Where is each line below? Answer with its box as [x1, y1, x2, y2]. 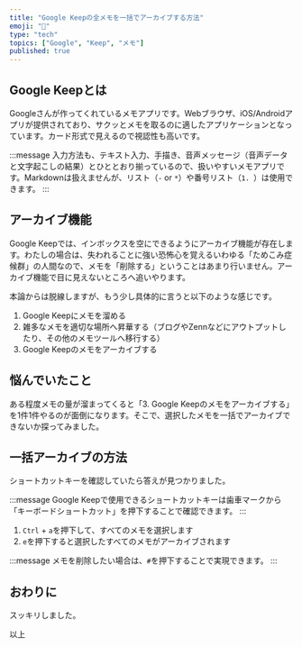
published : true [9, 47, 70, 56]
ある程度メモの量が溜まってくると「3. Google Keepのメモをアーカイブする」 [9, 398, 290, 409]
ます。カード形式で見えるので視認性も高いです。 [24, 130, 206, 141]
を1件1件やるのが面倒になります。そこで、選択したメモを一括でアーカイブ [9, 409, 283, 420]
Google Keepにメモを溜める [22, 310, 126, 321]
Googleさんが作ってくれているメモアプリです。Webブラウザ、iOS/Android [9, 107, 286, 118]
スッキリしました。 [9, 610, 81, 621]
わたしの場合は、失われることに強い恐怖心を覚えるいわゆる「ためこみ [23, 249, 285, 260]
